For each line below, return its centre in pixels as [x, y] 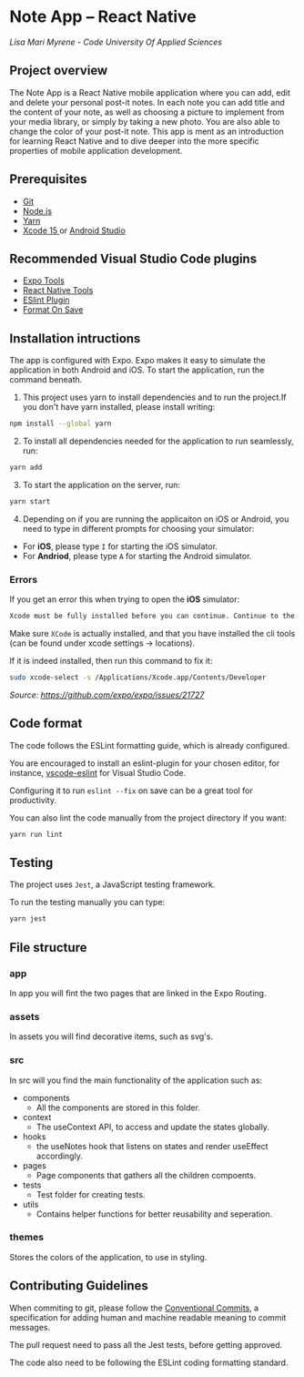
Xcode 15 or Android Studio [74, 230]
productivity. [33, 800]
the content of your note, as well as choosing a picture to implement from [147, 112]
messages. [30, 1327]
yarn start [30, 501]
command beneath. [46, 380]
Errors [24, 579]
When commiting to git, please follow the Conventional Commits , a [134, 1308]
